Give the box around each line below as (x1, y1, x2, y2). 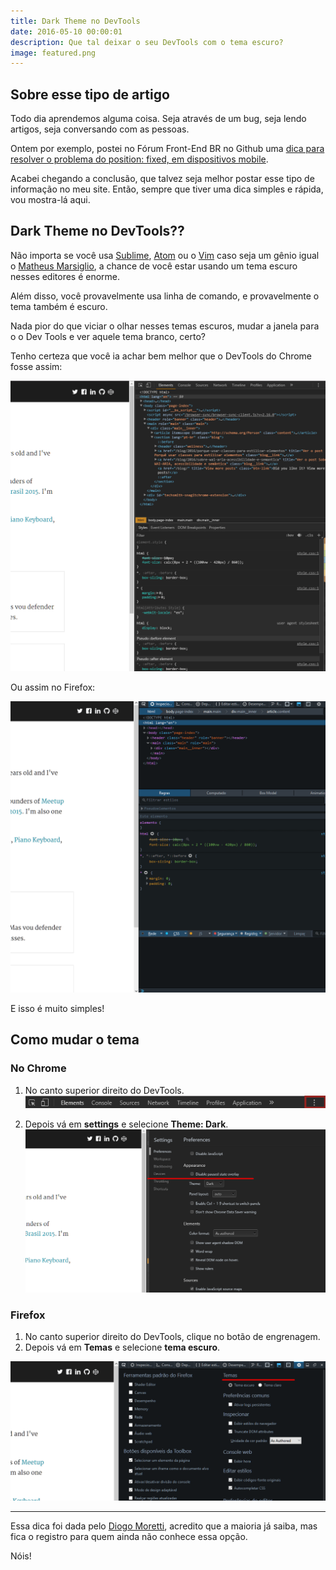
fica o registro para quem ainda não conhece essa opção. (10, 1530, 248, 1542)
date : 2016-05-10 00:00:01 (10, 26, 123, 37)
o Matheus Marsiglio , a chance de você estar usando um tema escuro (10, 260, 298, 272)
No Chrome (10, 1061, 67, 1075)
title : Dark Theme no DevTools (10, 16, 141, 26)
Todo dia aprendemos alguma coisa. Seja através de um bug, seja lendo (10, 113, 307, 125)
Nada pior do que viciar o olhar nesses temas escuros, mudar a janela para (10, 320, 320, 332)
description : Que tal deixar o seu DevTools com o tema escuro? (10, 37, 284, 47)
